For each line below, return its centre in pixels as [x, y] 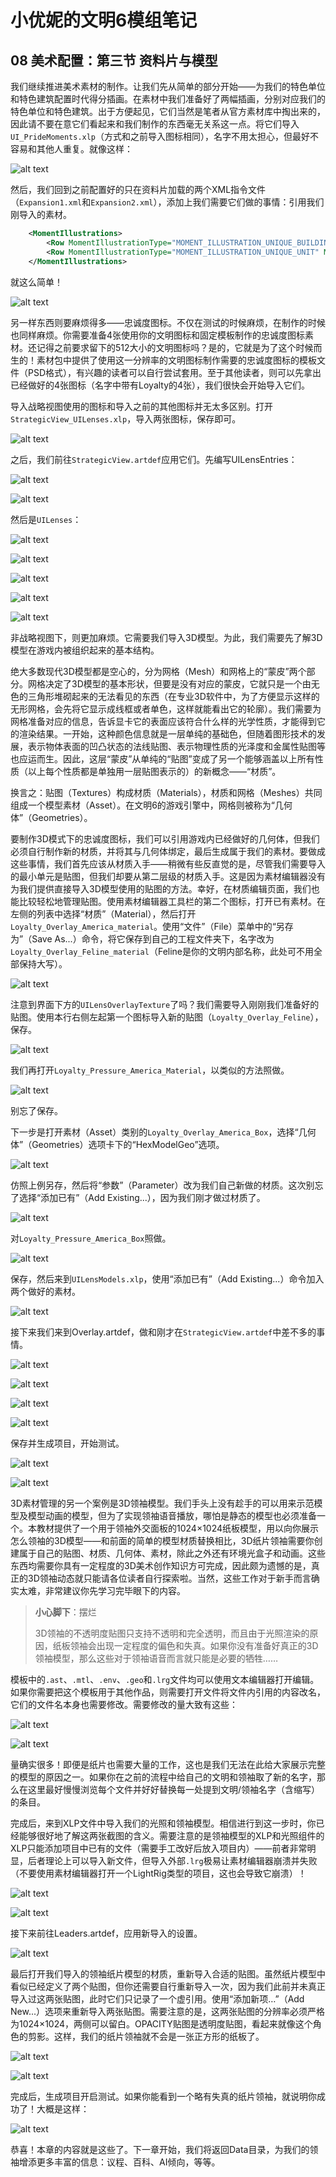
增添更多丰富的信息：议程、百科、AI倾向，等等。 [119, 2162]
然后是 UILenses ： [46, 519]
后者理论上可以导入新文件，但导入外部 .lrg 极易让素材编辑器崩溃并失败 [172, 1860]
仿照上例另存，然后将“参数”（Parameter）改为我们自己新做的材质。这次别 [162, 1185]
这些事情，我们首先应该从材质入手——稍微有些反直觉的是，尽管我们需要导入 [168, 863]
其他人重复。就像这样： [84, 149]
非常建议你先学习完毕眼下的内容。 [115, 1590]
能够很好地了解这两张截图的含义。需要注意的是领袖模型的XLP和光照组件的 [171, 1835]
